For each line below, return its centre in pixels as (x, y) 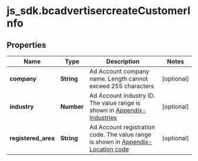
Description (123, 61)
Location (102, 149)
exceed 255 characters (122, 86)
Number (72, 107)
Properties (26, 45)
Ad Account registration (122, 127)
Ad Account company (119, 71)
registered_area (32, 138)
